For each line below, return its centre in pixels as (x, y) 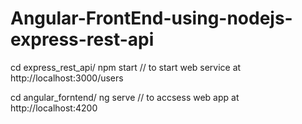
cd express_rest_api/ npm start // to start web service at (126, 67)
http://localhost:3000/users (67, 78)
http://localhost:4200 (54, 108)
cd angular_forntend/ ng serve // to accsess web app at (125, 97)
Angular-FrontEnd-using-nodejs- (151, 18)
